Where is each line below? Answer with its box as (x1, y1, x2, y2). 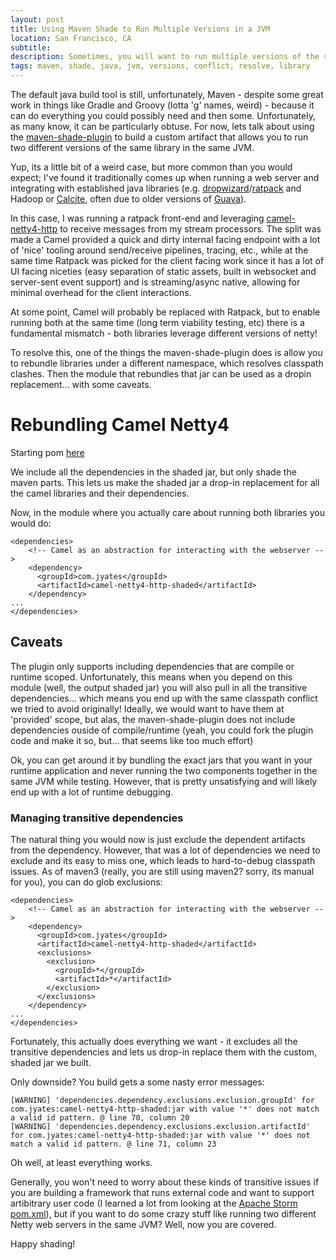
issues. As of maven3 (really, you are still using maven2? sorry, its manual (10, 866, 315, 878)
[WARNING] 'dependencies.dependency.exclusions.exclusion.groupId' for (10, 1096, 315, 1106)
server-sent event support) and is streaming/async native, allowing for (10, 276, 301, 288)
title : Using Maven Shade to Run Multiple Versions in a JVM (10, 24, 271, 34)
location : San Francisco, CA (10, 33, 132, 43)
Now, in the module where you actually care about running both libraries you (10, 506, 325, 518)
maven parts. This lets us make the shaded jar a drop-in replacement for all (10, 476, 320, 488)
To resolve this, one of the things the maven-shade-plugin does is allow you (10, 347, 323, 358)
